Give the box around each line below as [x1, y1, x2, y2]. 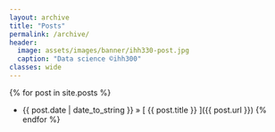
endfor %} [21, 113, 61, 125]
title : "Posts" [9, 21, 66, 30]
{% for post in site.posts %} [9, 87, 112, 98]
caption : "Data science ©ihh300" [17, 54, 142, 63]
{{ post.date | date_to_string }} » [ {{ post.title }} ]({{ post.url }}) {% [21, 104, 268, 115]
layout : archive [9, 12, 70, 22]
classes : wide [9, 63, 62, 72]
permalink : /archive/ [9, 29, 90, 38]
